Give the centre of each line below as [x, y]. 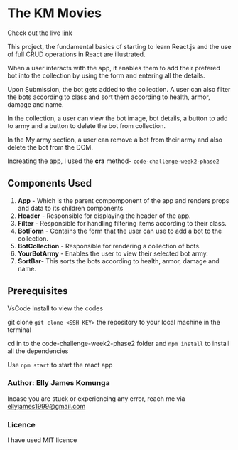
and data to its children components [70, 208]
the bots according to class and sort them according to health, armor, [109, 97]
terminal [20, 330]
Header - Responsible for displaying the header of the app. [104, 216]
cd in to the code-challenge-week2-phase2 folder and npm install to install [118, 343]
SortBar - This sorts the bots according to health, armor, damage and [118, 261]
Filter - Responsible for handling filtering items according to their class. [122, 223]
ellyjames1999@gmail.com [47, 406]
